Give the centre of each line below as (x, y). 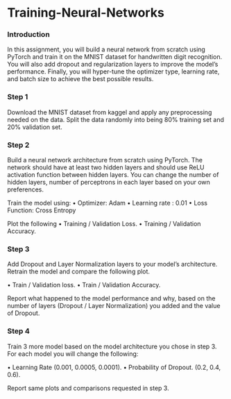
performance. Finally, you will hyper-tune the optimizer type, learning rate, (113, 71)
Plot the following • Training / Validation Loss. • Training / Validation (104, 224)
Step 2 (18, 145)
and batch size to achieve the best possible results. (80, 79)
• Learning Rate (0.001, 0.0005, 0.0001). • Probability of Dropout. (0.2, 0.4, (114, 367)
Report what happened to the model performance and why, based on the (111, 298)
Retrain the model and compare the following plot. (79, 271)
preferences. (25, 189)
